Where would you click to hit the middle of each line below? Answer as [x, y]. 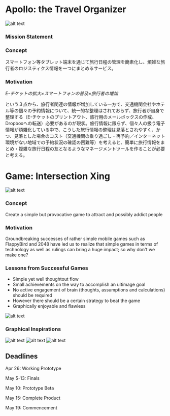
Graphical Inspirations [33, 329]
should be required [32, 295]
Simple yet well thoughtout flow [46, 279]
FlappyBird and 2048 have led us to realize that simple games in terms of [82, 244]
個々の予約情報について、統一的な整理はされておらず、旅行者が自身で [91, 111]
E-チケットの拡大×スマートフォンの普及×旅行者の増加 [62, 94]
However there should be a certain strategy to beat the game [76, 301]
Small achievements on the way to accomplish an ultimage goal [79, 285]
